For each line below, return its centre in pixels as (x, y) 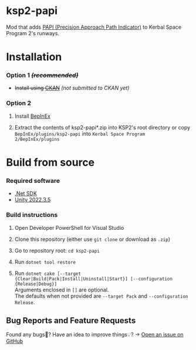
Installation (34, 57)
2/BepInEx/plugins (37, 139)
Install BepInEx (33, 116)
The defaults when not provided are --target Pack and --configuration (102, 296)
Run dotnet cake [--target (48, 273)
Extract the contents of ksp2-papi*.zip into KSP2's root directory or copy (102, 127)
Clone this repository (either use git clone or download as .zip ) (92, 239)
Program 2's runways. (33, 33)
